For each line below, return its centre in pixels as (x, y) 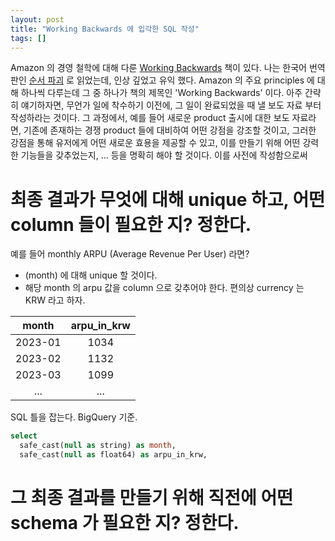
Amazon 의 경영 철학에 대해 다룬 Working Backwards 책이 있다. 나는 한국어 (158, 68)
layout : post (37, 19)
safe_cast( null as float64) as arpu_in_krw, (113, 455)
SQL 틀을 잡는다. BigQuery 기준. (74, 417)
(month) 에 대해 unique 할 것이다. (91, 275)
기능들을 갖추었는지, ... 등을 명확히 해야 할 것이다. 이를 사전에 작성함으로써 (164, 155)
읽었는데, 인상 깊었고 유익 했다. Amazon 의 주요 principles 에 (195, 80)
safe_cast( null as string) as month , (98, 446)
